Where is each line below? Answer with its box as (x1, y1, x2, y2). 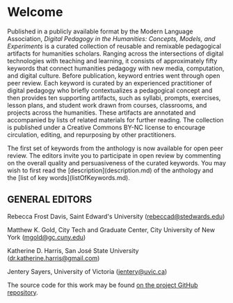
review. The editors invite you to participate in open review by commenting (7, 151, 221, 160)
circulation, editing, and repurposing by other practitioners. (7, 130, 177, 139)
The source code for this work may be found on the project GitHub (7, 281, 198, 289)
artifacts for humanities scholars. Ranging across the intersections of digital (7, 49, 224, 58)
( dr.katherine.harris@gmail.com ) (7, 254, 100, 262)
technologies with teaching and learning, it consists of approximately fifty (7, 56, 218, 65)
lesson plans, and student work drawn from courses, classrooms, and (7, 101, 207, 109)
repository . (7, 288, 38, 296)
